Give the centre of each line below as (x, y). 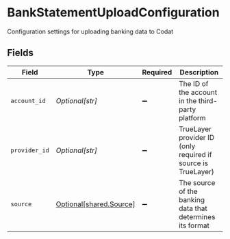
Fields (21, 53)
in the (188, 100)
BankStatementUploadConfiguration (114, 13)
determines (197, 216)
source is (194, 163)
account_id (28, 101)
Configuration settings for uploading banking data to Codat (90, 31)
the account (198, 92)
